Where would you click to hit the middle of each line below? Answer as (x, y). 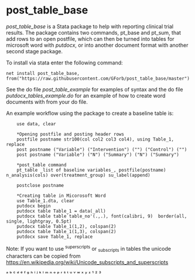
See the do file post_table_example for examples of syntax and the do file (95, 89)
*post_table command (42, 165)
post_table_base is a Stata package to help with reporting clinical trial (90, 26)
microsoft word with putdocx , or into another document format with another (97, 45)
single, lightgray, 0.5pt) (39, 221)
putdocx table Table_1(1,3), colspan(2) (66, 231)
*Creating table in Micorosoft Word (61, 196)
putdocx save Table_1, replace (55, 237)
